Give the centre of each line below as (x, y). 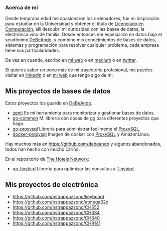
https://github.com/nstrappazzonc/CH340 (56, 218)
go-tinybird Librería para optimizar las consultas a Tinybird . (74, 169)
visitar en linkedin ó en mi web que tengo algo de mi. (60, 75)
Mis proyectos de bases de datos (58, 91)
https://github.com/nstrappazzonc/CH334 (56, 212)
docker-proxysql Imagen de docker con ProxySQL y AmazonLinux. (81, 134)
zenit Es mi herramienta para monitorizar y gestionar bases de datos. (84, 113)
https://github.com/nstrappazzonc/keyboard (58, 196)
